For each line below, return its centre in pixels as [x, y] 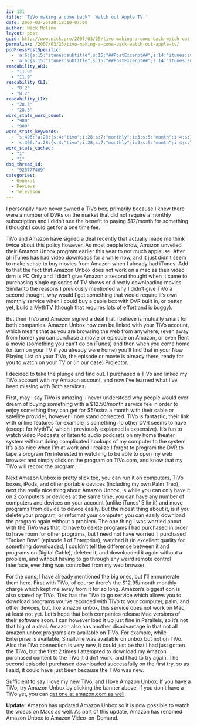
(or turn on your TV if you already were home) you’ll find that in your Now [95, 349]
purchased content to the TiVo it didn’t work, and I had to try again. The [92, 657]
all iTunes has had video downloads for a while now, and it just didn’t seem [96, 257]
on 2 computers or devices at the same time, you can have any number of [95, 496]
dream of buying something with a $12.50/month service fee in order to [92, 404]
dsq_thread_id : [25, 164]
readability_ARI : [27, 66]
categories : [21, 176]
